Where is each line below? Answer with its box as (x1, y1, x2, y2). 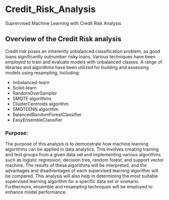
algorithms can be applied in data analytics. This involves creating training (5, 146, 159, 152)
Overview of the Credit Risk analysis (5, 35, 122, 43)
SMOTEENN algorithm (12, 106, 59, 112)
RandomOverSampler (12, 90, 57, 96)
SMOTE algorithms (12, 95, 52, 101)
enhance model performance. (5, 189, 67, 195)
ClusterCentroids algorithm (12, 101, 69, 107)
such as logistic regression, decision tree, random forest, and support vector (5, 157, 164, 163)
